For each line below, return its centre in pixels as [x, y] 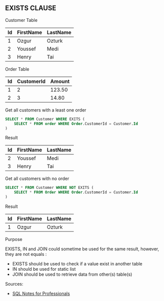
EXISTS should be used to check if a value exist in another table [77, 264]
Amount [60, 81]
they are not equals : [26, 254]
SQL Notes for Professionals [41, 294]
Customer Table [21, 20]
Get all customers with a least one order [46, 110]
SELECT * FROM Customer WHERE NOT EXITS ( [49, 188]
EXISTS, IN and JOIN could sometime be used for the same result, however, [82, 249]
